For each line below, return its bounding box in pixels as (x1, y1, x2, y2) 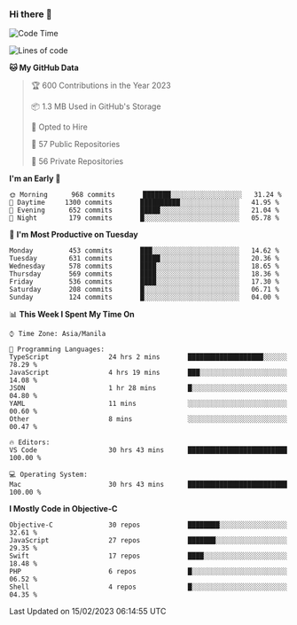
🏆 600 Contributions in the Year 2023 (30, 80, 171, 91)
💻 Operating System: (9, 470, 89, 480)
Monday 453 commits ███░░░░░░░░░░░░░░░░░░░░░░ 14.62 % (9, 246, 279, 255)
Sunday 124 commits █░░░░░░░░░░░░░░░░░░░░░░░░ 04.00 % (9, 293, 279, 302)
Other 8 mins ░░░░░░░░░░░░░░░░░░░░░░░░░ (9, 415, 288, 424)
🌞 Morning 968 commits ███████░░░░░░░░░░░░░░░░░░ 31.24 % (9, 191, 282, 199)
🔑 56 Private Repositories (30, 156, 124, 167)
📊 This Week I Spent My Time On (9, 309, 135, 320)
